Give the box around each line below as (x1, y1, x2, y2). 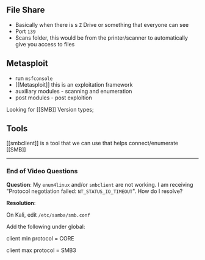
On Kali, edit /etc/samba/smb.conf (6, 211, 90, 218)
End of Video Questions (6, 167, 78, 176)
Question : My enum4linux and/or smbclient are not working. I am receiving (6, 181, 193, 188)
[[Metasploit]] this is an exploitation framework (15, 81, 133, 88)
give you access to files (15, 40, 75, 48)
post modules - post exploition (15, 94, 93, 101)
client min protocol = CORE (6, 234, 74, 242)
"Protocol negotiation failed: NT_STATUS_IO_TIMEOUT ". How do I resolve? (6, 187, 183, 195)
